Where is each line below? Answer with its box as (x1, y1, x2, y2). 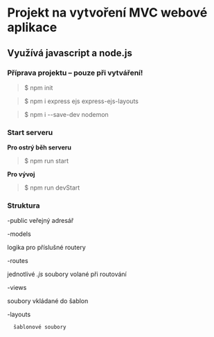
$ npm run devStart (24, 183, 80, 192)
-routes (7, 257, 29, 265)
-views (7, 284, 27, 292)
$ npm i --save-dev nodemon (24, 110, 109, 118)
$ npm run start (24, 157, 69, 165)
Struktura (7, 201, 40, 210)
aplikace (7, 19, 57, 35)
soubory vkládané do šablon (7, 297, 89, 305)
